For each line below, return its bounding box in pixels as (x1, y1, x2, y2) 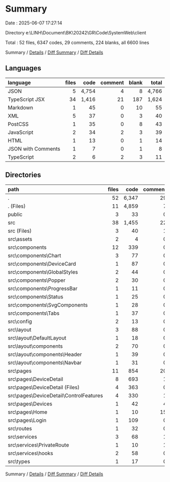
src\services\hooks (8, 450, 54, 457)
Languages (5, 64, 41, 72)
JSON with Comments (8, 145, 61, 152)
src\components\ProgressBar (8, 285, 78, 292)
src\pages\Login (8, 417, 47, 424)
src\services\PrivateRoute (8, 441, 69, 449)
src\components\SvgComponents (8, 301, 88, 308)
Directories (5, 171, 41, 179)
